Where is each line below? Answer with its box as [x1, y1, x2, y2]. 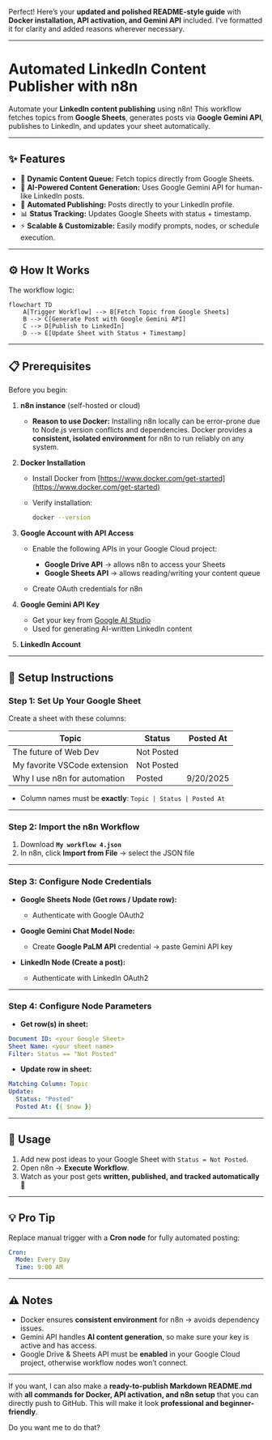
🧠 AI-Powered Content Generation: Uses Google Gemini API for [19, 182, 235, 192]
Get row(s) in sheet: [19, 1019, 89, 1029]
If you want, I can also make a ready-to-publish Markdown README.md [8, 1381, 253, 1391]
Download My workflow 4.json [19, 840, 121, 850]
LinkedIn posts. [33, 190, 85, 201]
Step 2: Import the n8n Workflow [8, 821, 140, 833]
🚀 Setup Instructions [8, 671, 114, 684]
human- [236, 182, 263, 192]
